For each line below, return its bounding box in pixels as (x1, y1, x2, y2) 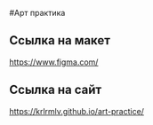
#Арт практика (9, 8, 66, 18)
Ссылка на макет (9, 33, 111, 48)
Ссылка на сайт (9, 82, 102, 98)
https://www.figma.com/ (9, 57, 99, 67)
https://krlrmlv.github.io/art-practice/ (9, 105, 145, 116)
